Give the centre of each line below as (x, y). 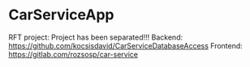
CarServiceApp (62, 15)
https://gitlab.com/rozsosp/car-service (73, 54)
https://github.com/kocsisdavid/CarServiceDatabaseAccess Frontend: (126, 45)
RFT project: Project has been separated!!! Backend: (96, 37)
